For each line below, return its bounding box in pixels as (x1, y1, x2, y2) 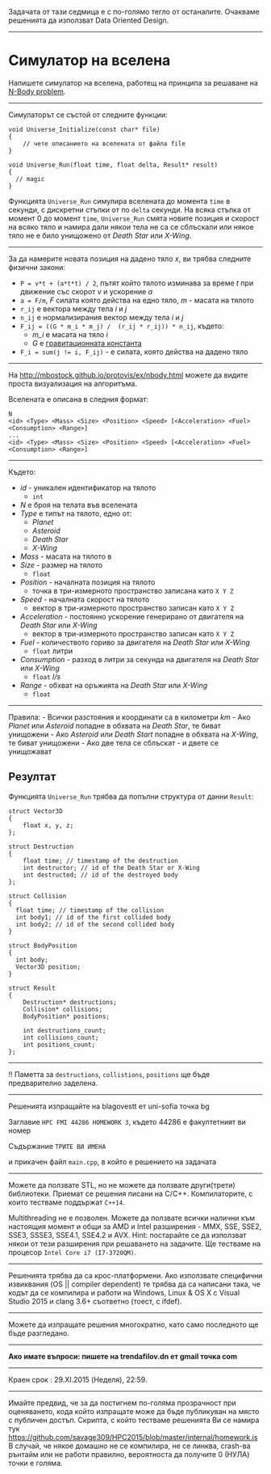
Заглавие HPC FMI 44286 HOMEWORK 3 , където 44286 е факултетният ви (8, 1117, 246, 1126)
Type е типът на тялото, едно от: (19, 509, 132, 518)
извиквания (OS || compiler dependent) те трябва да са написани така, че (8, 1279, 261, 1289)
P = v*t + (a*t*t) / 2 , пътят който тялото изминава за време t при (19, 278, 254, 288)
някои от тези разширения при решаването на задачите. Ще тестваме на (8, 1239, 261, 1248)
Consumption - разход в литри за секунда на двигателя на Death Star (19, 654, 260, 664)
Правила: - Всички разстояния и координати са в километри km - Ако (8, 712, 251, 722)
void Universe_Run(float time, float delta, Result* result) (8, 161, 219, 169)
